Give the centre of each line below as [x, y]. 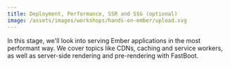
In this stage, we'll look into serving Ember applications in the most [104, 40]
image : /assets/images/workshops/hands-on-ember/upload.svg [97, 20]
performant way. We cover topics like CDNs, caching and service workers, [115, 48]
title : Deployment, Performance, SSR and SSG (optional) [92, 14]
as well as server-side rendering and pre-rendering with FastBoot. [103, 55]
